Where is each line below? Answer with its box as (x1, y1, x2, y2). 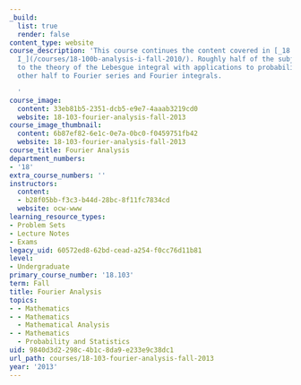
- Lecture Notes (9, 229, 70, 238)
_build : (9, 13, 39, 22)
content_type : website (9, 38, 94, 47)
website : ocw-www (17, 204, 82, 213)
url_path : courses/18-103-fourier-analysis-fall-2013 (9, 354, 215, 363)
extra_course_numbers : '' (9, 171, 106, 180)
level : (9, 254, 34, 263)
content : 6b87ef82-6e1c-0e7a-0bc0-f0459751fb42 (17, 129, 199, 139)
